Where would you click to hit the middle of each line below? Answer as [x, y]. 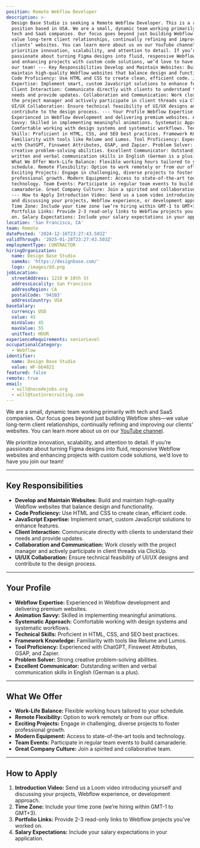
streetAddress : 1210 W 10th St [50, 278]
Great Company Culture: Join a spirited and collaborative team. [93, 749]
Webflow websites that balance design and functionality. [84, 506]
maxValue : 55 [28, 328]
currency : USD [29, 312]
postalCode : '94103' [37, 295]
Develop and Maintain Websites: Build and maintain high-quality [94, 500]
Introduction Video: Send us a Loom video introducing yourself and [98, 788]
